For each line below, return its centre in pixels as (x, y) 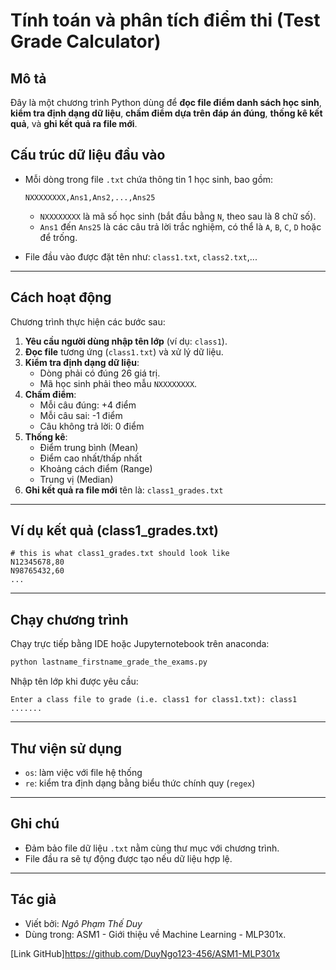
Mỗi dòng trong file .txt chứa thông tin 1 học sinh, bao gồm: (149, 179)
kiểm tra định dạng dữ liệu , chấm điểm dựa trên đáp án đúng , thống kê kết (166, 113)
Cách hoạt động (61, 297)
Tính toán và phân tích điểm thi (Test (165, 20)
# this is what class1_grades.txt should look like (120, 554)
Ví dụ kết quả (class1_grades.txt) (115, 530)
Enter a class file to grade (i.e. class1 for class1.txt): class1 (154, 700)
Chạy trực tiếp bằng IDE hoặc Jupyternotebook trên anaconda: (140, 644)
